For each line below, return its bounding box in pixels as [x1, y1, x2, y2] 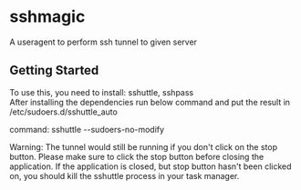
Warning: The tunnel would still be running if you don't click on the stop [9, 141, 278, 152]
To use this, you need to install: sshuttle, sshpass [9, 86, 194, 97]
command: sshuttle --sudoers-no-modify [9, 124, 165, 135]
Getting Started [9, 63, 99, 78]
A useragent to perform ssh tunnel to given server [9, 36, 198, 47]
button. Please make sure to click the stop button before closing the [9, 151, 265, 162]
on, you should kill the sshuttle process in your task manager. [9, 170, 240, 181]
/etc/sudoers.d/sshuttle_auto [9, 106, 119, 117]
